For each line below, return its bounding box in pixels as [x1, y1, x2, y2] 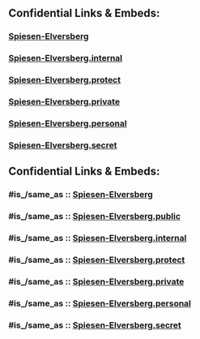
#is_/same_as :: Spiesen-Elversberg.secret [8, 320, 182, 331]
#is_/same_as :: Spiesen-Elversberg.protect [8, 255, 185, 265]
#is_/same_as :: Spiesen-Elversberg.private [8, 276, 185, 287]
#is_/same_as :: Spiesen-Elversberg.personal [8, 298, 192, 309]
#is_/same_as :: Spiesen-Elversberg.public [8, 211, 181, 222]
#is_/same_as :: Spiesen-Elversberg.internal [8, 233, 187, 244]
